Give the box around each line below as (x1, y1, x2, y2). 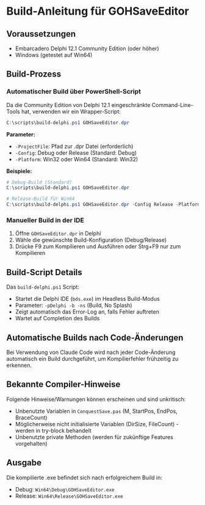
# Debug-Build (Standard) (6, 179, 72, 185)
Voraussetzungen (6, 29, 76, 39)
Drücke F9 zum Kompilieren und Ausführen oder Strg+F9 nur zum (15, 243, 181, 250)
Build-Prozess (6, 69, 62, 79)
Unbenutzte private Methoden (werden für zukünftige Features (15, 433, 174, 441)
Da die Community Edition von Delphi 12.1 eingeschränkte (6, 101, 151, 108)
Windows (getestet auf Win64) (15, 51, 93, 59)
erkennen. (6, 361, 32, 369)
